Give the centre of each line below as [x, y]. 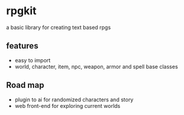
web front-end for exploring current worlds [68, 106]
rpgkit [21, 11]
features [22, 46]
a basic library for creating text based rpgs [59, 27]
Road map [25, 85]
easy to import [32, 60]
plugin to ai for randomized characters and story [74, 100]
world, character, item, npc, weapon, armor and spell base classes [96, 66]
